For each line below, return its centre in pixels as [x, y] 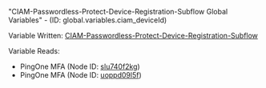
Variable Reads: [34, 51]
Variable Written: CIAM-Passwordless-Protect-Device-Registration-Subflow [133, 36]
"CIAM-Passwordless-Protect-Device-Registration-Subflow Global [118, 12]
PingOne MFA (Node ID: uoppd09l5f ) [81, 75]
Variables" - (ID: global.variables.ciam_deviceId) [88, 20]
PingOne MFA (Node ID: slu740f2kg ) [80, 66]
